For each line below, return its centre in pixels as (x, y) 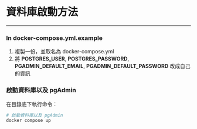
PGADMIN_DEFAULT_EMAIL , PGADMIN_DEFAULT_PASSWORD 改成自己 (102, 66)
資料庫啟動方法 (42, 12)
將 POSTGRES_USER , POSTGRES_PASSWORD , (72, 59)
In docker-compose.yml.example (54, 38)
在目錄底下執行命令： (32, 104)
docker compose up (28, 121)
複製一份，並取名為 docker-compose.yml (64, 52)
